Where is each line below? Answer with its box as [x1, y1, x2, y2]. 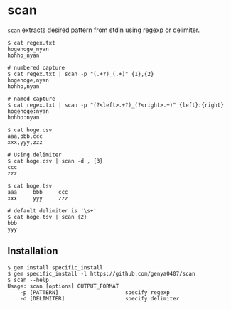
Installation [7, 245, 58, 257]
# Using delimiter [7, 151, 62, 158]
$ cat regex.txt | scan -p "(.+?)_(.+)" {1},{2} [7, 70, 154, 77]
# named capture [7, 95, 55, 102]
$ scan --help [7, 276, 50, 283]
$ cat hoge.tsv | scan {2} [7, 213, 87, 220]
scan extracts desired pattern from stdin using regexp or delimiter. [7, 26, 200, 34]
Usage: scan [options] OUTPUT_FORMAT [7, 283, 119, 290]
